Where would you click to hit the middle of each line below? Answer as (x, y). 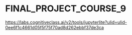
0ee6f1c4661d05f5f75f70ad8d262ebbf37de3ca (55, 27)
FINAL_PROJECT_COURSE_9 (66, 9)
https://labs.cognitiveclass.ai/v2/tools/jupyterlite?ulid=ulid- (66, 22)
